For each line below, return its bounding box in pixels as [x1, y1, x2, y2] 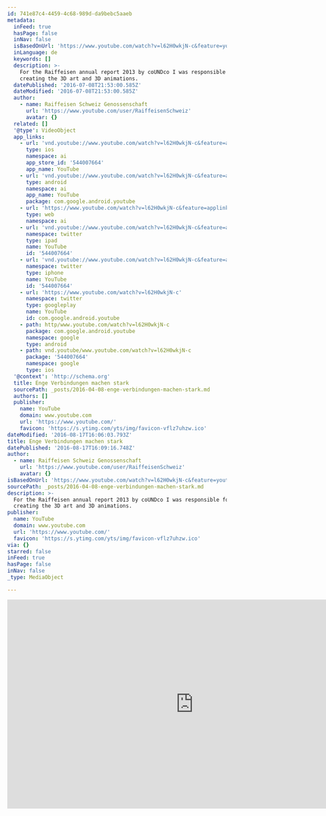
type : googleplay [25, 302, 77, 309]
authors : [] [13, 392, 49, 399]
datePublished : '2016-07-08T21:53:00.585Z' [13, 82, 141, 88]
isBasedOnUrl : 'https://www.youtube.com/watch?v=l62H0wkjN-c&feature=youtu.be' [7, 477, 245, 484]
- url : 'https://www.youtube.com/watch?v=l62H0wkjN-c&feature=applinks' [20, 205, 235, 212]
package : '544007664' [25, 353, 89, 361]
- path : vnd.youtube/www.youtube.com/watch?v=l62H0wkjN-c [20, 347, 192, 354]
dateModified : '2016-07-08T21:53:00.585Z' [13, 88, 139, 95]
